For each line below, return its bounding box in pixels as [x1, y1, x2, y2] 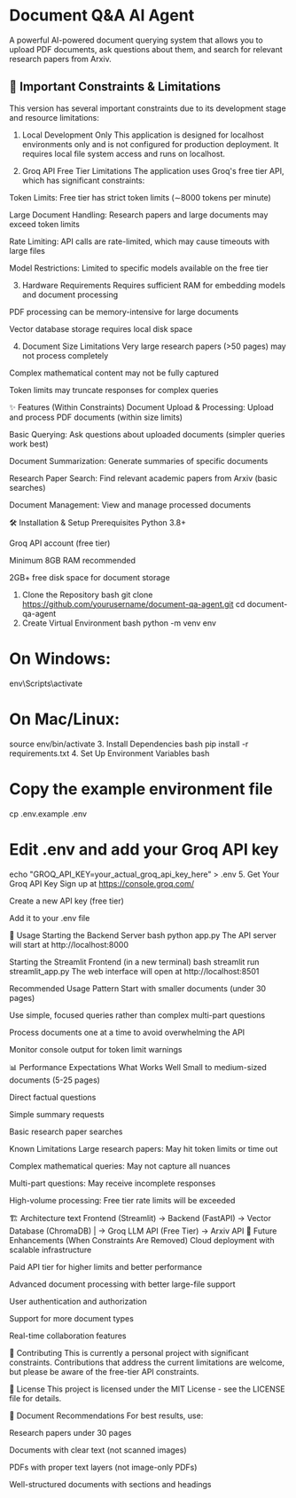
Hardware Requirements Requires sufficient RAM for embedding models [21, 280, 286, 290]
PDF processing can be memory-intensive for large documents [9, 306, 239, 317]
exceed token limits [9, 218, 80, 229]
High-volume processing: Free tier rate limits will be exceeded [9, 1194, 236, 1205]
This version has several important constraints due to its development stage [9, 103, 286, 114]
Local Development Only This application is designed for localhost [21, 130, 264, 140]
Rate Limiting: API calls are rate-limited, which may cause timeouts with [9, 236, 270, 247]
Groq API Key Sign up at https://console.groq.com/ [9, 878, 195, 888]
